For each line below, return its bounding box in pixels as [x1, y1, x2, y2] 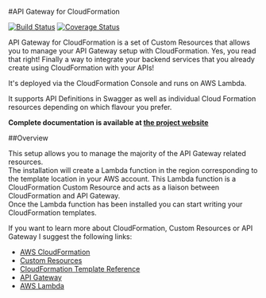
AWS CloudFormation [19, 247, 91, 257]
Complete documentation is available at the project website [8, 118, 209, 127]
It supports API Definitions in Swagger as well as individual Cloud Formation [8, 94, 256, 103]
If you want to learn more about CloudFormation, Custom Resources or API [8, 223, 253, 233]
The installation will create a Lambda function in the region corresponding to [8, 166, 258, 174]
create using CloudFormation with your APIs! [8, 63, 155, 73]
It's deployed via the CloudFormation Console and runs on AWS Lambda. [8, 79, 247, 88]
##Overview [8, 133, 49, 143]
